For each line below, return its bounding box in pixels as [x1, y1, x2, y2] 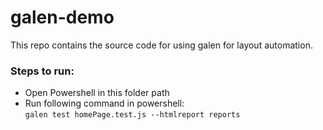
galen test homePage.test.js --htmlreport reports [24, 110, 241, 120]
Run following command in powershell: [24, 97, 185, 110]
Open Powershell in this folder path [24, 87, 170, 99]
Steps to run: [10, 64, 75, 78]
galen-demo [10, 6, 115, 29]
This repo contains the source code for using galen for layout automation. [10, 39, 313, 51]
